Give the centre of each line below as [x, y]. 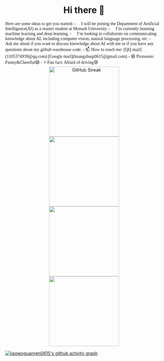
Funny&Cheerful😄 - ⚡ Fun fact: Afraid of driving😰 [52, 62]
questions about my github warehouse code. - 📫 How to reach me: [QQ [68, 49]
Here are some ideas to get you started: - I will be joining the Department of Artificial [82, 24]
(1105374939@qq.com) [26, 56]
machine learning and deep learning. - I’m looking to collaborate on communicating [81, 34]
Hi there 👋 [84, 10]
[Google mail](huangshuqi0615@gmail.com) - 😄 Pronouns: [101, 56]
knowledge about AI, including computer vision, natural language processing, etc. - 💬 [80, 39]
